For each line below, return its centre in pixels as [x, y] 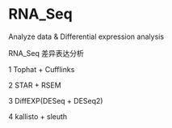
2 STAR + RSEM [35, 85]
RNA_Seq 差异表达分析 [46, 53]
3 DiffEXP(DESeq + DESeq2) [56, 100]
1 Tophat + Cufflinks [42, 69]
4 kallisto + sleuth [38, 116]
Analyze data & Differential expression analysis [86, 36]
